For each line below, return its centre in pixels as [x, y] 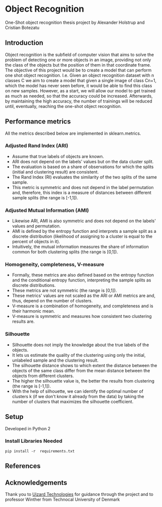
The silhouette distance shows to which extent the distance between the [85, 365]
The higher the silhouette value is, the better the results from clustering [83, 381]
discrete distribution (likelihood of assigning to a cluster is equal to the [82, 236]
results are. [23, 321]
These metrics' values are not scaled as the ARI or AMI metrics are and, [84, 296]
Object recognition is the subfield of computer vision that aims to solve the [80, 54]
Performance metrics [38, 122]
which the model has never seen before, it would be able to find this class [79, 86]
